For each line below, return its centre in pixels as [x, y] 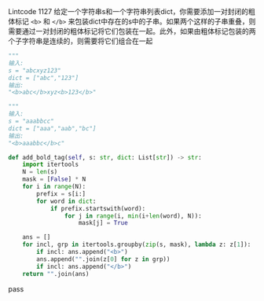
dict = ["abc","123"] [44, 78]
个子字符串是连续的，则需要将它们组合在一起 [81, 41]
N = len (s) [40, 172]
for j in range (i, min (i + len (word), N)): [133, 216]
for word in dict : [66, 201]
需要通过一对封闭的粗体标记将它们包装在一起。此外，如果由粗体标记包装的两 [132, 31]
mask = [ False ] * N [54, 179]
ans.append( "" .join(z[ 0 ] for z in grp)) [103, 259]
